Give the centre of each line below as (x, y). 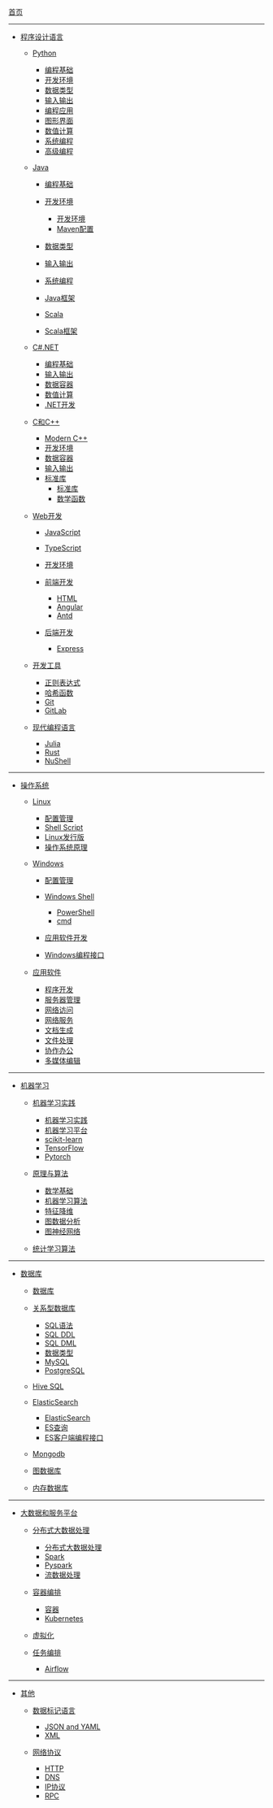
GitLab (56, 711)
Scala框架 (61, 331)
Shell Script (64, 827)
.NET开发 (60, 404)
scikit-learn (63, 1139)
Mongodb (49, 1454)
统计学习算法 (54, 1249)
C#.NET (45, 347)
